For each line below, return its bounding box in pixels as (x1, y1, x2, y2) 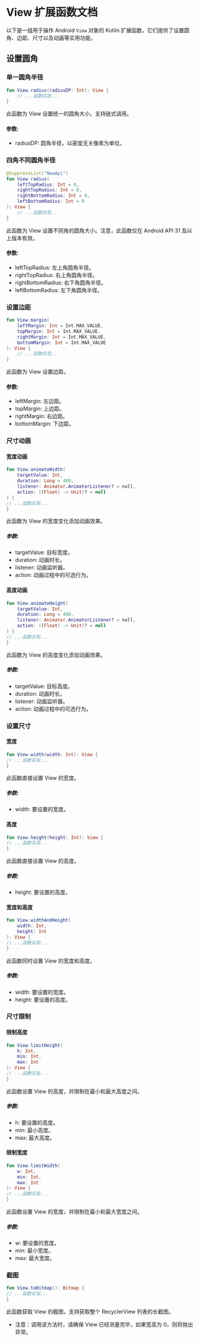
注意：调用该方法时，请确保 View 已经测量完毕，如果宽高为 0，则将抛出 (14, 1320, 194, 1328)
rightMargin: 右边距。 (14, 413, 68, 420)
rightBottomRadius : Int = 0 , (17, 193, 90, 199)
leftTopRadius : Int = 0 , (17, 182, 79, 188)
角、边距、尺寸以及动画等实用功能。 (6, 34, 96, 41)
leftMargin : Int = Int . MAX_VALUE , (17, 323, 103, 329)
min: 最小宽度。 (14, 1247, 54, 1254)
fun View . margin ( (6, 317, 50, 323)
